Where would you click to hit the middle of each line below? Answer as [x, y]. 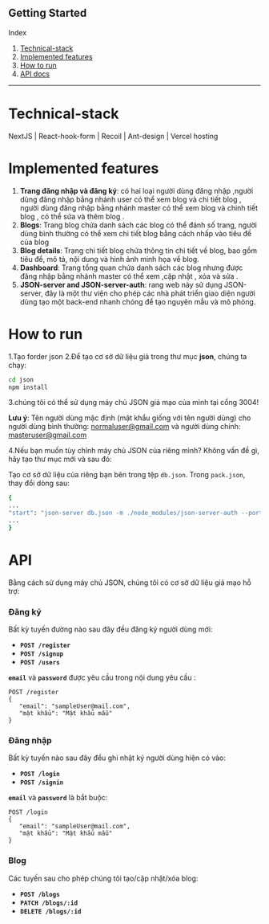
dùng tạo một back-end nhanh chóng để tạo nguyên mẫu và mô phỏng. [138, 301]
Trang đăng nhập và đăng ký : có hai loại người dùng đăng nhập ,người [137, 190]
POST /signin [42, 783]
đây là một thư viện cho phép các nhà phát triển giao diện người [150, 293]
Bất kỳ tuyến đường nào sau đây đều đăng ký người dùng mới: [110, 629]
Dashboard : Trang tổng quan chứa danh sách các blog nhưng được [131, 268]
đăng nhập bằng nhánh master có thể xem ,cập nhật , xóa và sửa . [129, 276]
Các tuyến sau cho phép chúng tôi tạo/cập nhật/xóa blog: [103, 878]
